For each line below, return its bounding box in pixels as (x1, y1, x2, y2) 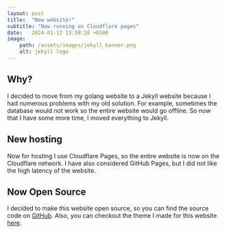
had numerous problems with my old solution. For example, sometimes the (7, 99, 218, 107)
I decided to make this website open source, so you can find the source (7, 204, 209, 212)
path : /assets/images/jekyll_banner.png (19, 42, 136, 49)
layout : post (7, 10, 45, 17)
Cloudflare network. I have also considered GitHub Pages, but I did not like (7, 159, 218, 167)
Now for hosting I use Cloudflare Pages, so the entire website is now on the (7, 151, 220, 160)
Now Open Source (7, 186, 87, 197)
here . (7, 219, 22, 227)
